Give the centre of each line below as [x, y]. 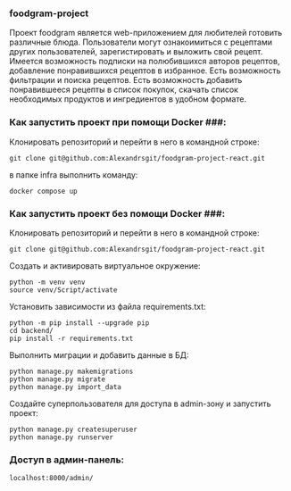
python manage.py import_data [66, 387]
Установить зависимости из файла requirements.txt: [108, 306]
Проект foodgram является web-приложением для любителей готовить [146, 33]
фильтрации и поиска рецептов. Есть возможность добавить [126, 80]
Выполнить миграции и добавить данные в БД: [99, 354]
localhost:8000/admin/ [51, 479]
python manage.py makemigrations [71, 371]
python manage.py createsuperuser [74, 429]
